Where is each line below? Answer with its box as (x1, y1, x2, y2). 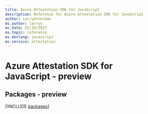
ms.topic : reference (5, 30, 48, 35)
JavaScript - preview (5, 71, 92, 82)
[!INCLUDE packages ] (5, 103, 49, 109)
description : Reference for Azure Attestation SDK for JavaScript (5, 12, 144, 17)
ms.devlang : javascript (5, 35, 54, 40)
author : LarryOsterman (5, 16, 51, 21)
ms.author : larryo (5, 21, 43, 26)
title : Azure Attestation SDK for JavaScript (5, 7, 99, 12)
